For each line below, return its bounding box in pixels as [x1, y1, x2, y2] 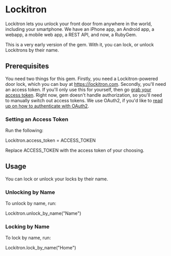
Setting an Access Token [5, 116, 69, 123]
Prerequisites [5, 62, 49, 70]
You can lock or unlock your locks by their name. [5, 176, 109, 182]
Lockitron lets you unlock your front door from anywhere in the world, [5, 21, 152, 27]
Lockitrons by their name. [5, 47, 59, 53]
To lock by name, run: [5, 235, 51, 241]
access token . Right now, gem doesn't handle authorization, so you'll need [5, 92, 162, 98]
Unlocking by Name [5, 189, 55, 196]
